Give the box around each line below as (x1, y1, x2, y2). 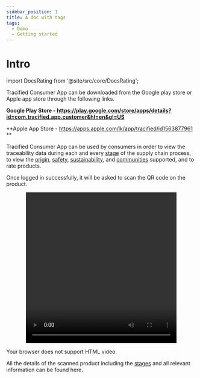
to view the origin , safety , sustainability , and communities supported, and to (6, 156, 195, 163)
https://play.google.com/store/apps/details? (57, 107, 172, 115)
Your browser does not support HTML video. (6, 348, 117, 356)
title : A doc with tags (6, 14, 66, 20)
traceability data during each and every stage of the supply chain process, (6, 150, 192, 157)
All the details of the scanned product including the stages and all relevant (6, 360, 191, 367)
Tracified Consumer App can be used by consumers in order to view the (6, 143, 186, 151)
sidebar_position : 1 (6, 8, 58, 15)
